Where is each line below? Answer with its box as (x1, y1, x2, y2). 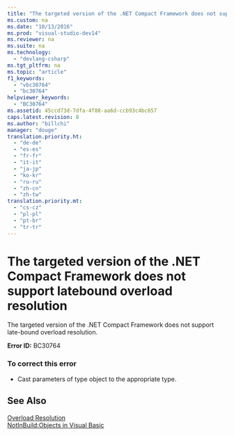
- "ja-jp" (13, 165, 42, 172)
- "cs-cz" (13, 204, 42, 211)
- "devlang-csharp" (13, 56, 70, 63)
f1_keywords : (7, 74, 45, 82)
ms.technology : (7, 49, 52, 56)
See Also (7, 395, 47, 407)
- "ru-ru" (13, 178, 42, 185)
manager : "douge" (7, 127, 58, 134)
